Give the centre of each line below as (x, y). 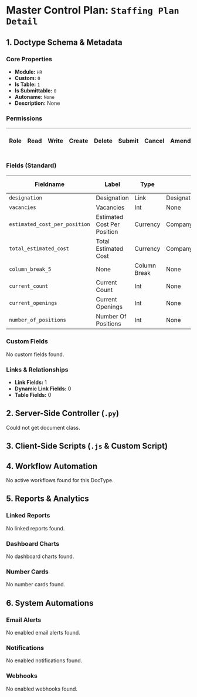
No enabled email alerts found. (43, 633)
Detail (22, 21)
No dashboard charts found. (40, 556)
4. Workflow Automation (52, 466)
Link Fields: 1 (30, 383)
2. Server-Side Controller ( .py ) (62, 414)
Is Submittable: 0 (35, 90)
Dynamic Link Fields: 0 (43, 389)
